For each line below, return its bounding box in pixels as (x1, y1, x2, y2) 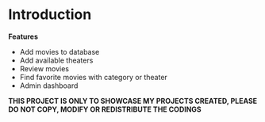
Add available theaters (19, 55, 94, 65)
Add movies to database (19, 47, 100, 56)
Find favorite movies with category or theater (19, 72, 168, 82)
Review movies (19, 63, 70, 73)
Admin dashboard (19, 81, 79, 90)
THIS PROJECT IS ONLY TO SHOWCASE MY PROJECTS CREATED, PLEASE (8, 96, 258, 105)
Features (8, 32, 38, 41)
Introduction (8, 6, 92, 24)
